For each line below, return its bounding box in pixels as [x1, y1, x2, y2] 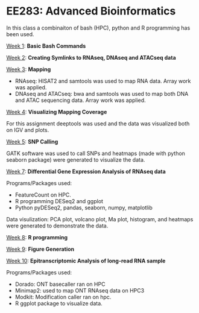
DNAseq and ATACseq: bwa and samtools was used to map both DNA [14, 90, 189, 97]
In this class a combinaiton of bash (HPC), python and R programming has [6, 24, 191, 31]
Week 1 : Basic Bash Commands [6, 42, 86, 49]
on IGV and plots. [6, 126, 49, 133]
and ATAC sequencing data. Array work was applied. [14, 96, 146, 104]
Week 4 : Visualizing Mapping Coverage [6, 108, 107, 115]
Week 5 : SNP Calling [6, 138, 58, 145]
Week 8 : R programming [6, 233, 68, 241]
